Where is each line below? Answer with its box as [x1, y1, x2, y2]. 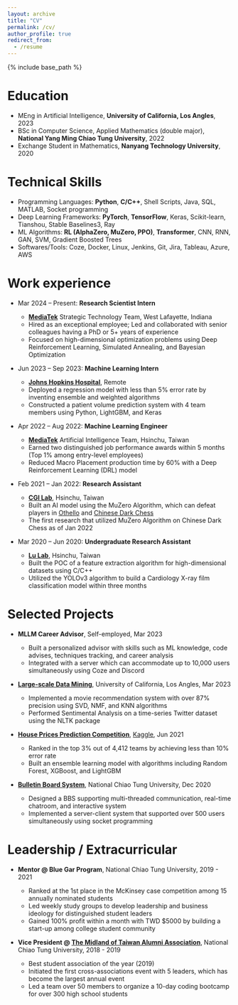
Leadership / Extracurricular [7, 842, 178, 857]
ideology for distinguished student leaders [28, 909, 153, 918]
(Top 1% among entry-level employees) [28, 451, 144, 459]
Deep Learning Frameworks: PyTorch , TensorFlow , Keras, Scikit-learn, [17, 213, 226, 221]
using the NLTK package [28, 716, 101, 725]
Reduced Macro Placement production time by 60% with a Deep [28, 458, 217, 466]
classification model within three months [28, 581, 147, 590]
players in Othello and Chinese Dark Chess [28, 508, 154, 517]
